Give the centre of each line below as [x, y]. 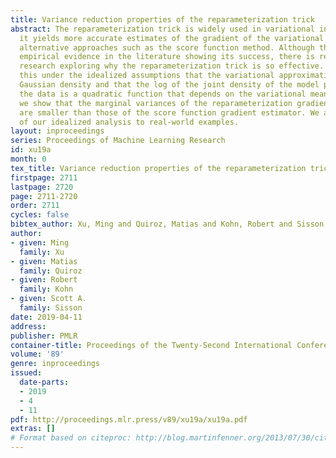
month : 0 [28, 159]
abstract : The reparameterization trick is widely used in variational [162, 29]
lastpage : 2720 [42, 187]
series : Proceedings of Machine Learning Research [118, 141]
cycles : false [40, 215]
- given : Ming [40, 242]
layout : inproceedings [57, 131]
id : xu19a [31, 150]
